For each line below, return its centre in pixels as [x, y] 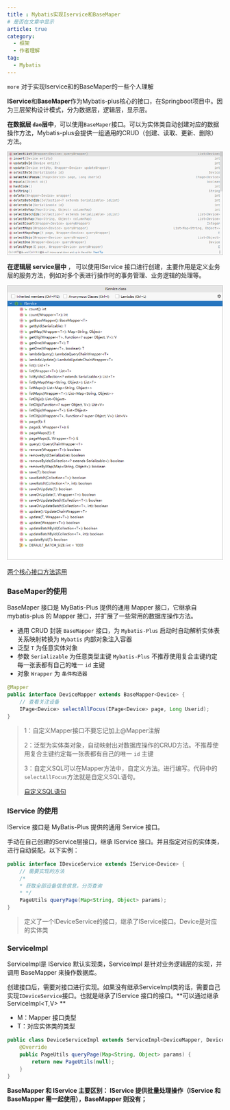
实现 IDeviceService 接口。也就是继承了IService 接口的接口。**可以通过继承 [113, 996]
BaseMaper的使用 [37, 591]
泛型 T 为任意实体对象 [47, 648]
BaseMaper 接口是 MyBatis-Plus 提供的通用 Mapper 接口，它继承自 [102, 608]
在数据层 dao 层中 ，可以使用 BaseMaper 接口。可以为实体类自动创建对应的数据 [113, 124]
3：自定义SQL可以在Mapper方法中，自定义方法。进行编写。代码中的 [120, 768]
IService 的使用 [33, 811]
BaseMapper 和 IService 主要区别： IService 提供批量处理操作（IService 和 [114, 1090]
